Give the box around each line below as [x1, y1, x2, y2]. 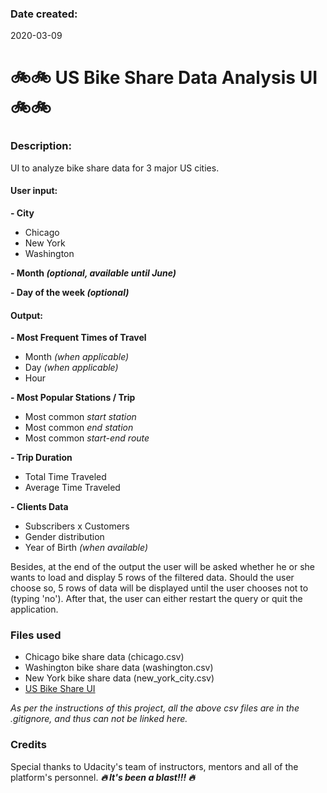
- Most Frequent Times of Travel [10, 332, 147, 344]
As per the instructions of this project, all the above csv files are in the [10, 702, 300, 714]
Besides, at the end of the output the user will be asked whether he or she [10, 561, 316, 573]
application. [10, 603, 59, 616]
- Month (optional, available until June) [10, 267, 177, 279]
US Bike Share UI [24, 683, 96, 695]
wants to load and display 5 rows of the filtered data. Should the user [10, 572, 295, 584]
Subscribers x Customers [24, 520, 130, 532]
